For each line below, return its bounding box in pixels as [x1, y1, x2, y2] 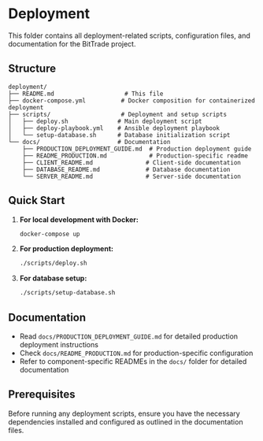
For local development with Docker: [19, 214, 139, 224]
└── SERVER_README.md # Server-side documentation [22, 172, 242, 180]
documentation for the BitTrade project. [8, 39, 136, 48]
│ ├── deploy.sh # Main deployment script [8, 117, 202, 125]
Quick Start [8, 194, 65, 207]
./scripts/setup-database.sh [19, 289, 116, 297]
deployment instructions [19, 340, 98, 349]
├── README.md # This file [8, 90, 164, 98]
